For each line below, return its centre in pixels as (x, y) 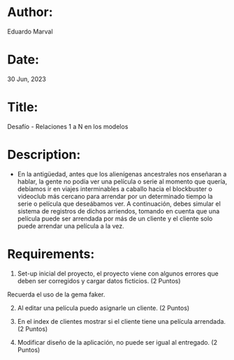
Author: (30, 12)
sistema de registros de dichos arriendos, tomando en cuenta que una (118, 211)
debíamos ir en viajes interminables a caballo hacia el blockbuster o (115, 188)
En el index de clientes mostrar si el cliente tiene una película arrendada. (121, 321)
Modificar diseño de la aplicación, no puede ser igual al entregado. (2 (117, 342)
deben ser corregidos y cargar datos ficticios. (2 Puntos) (99, 280)
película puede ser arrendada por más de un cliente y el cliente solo (115, 218)
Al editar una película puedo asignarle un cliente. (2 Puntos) (103, 308)
